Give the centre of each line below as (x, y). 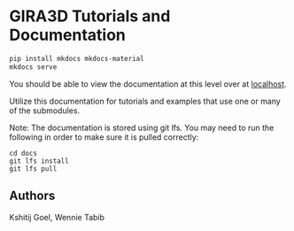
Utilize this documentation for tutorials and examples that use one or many (145, 101)
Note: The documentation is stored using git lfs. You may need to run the (142, 127)
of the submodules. (45, 110)
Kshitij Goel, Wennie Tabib (57, 217)
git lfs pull (33, 169)
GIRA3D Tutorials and (90, 16)
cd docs (23, 153)
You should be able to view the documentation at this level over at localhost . (148, 84)
